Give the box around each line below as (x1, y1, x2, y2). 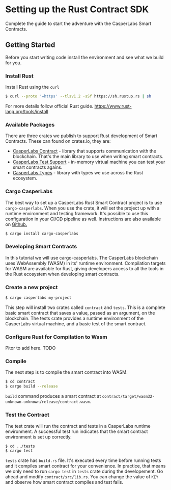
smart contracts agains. (12, 164, 63, 170)
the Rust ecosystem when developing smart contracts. (5, 271, 120, 277)
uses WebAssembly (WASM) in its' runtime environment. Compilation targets (5, 260, 166, 266)
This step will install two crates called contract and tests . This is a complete (5, 304, 165, 311)
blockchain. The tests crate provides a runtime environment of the (5, 315, 144, 321)
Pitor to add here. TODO (5, 345, 56, 351)
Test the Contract (5, 411, 50, 419)
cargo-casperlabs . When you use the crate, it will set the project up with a (5, 205, 160, 211)
